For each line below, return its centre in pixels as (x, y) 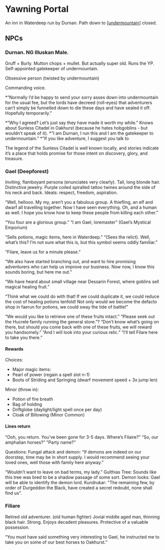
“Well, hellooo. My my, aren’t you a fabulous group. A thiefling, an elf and (79, 202)
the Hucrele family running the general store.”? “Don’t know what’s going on (82, 321)
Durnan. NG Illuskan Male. (37, 52)
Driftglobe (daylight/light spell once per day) (57, 410)
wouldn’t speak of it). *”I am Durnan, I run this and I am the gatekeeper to (79, 133)
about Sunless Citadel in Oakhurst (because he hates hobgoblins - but (76, 128)
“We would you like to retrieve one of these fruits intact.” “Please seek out (80, 316)
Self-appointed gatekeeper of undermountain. (52, 68)
